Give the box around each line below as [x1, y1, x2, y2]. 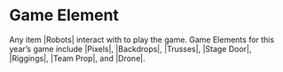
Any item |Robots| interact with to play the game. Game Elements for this [9, 34, 275, 45]
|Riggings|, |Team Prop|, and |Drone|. [9, 53, 145, 63]
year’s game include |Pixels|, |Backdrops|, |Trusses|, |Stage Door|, [9, 43, 252, 54]
